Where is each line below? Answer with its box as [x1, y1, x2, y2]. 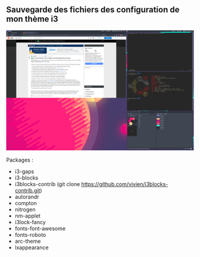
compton [14, 200, 37, 207]
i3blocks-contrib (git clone [14, 181, 80, 188]
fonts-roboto [14, 231, 46, 239]
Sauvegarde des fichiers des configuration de [6, 5, 180, 15]
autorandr [14, 193, 40, 200]
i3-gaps [14, 168, 35, 175]
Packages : [6, 156, 34, 163]
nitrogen [14, 206, 36, 213]
